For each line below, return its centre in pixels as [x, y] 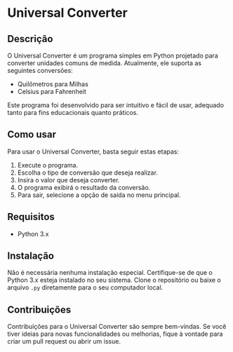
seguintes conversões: [40, 70]
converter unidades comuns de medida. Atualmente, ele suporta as [105, 63]
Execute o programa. [48, 165]
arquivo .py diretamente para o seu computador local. [85, 287]
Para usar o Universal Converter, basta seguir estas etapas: [93, 151]
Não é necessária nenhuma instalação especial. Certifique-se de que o [110, 273]
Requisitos [31, 217]
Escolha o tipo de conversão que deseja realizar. [87, 172]
